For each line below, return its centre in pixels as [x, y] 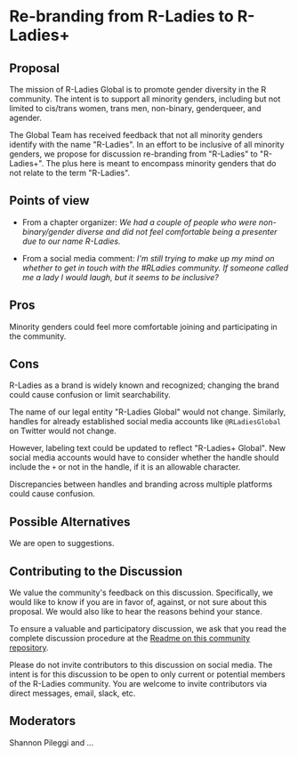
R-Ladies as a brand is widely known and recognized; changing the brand [145, 385]
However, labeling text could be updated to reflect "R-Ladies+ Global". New [148, 448]
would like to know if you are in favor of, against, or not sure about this [138, 602]
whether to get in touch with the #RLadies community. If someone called [155, 268]
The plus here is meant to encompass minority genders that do [161, 163]
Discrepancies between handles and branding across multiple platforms [141, 484]
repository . [29, 648]
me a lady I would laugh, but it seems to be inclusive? [121, 277]
